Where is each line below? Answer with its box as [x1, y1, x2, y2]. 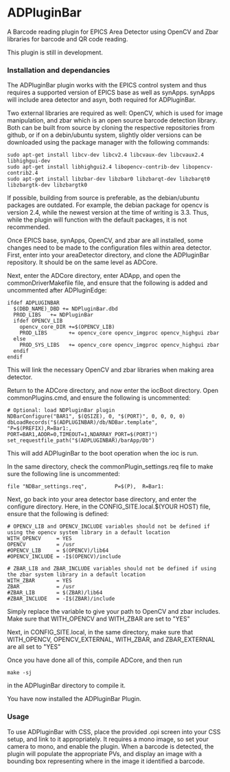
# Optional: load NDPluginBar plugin [7, 407, 115, 414]
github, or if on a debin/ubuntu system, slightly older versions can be [7, 131, 203, 139]
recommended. [7, 223, 50, 231]
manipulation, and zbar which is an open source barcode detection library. [7, 116, 218, 125]
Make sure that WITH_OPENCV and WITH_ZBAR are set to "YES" [7, 614, 190, 623]
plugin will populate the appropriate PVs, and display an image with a [7, 749, 203, 758]
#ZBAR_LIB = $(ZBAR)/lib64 [7, 590, 103, 597]
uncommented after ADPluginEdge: [7, 286, 107, 294]
